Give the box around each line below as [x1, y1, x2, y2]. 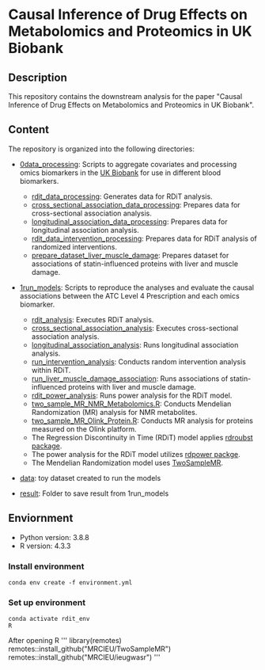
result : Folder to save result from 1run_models [19, 489, 169, 498]
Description [8, 70, 67, 84]
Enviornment [8, 512, 74, 525]
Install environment [8, 561, 85, 572]
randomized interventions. [31, 242, 117, 251]
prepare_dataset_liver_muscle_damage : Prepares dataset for [31, 250, 229, 260]
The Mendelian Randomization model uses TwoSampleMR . [31, 458, 224, 467]
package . [31, 441, 62, 451]
